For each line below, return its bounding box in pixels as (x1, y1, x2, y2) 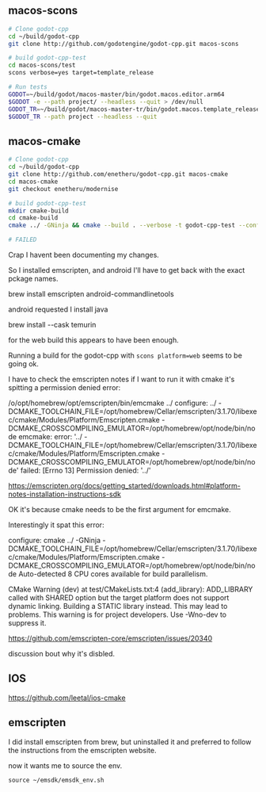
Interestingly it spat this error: (8, 520, 104, 530)
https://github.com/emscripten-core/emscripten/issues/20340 (8, 633, 213, 643)
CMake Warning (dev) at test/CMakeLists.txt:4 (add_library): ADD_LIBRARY (8, 584, 253, 594)
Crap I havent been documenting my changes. (8, 251, 160, 259)
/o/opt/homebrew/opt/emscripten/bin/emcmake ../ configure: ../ (8, 398, 217, 407)
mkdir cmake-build (8, 207, 69, 215)
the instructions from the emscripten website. (8, 745, 157, 755)
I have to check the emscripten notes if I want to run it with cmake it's (8, 374, 235, 384)
